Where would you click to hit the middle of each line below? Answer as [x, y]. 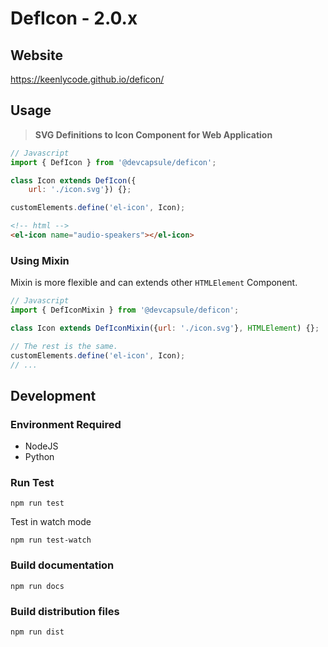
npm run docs [37, 586]
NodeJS [41, 446]
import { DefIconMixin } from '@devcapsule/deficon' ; [125, 310]
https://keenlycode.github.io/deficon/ [87, 79]
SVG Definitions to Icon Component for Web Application [153, 134]
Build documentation [62, 565]
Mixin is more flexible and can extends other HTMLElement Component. [154, 283]
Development [53, 395]
